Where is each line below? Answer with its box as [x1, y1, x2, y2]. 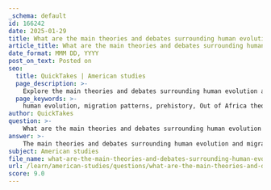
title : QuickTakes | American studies [15, 72, 147, 80]
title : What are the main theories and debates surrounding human [8, 34, 236, 43]
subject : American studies [8, 147, 99, 155]
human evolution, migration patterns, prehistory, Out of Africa [23, 102, 248, 110]
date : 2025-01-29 [8, 27, 67, 35]
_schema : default [8, 11, 67, 20]
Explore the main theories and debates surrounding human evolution [23, 87, 258, 95]
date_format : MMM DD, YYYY [8, 49, 99, 57]
